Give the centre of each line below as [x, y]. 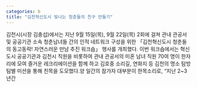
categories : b [24, 11]
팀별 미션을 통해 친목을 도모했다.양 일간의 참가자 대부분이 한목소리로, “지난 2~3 [97, 71]
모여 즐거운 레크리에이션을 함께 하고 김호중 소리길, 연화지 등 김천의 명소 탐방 [104, 63]
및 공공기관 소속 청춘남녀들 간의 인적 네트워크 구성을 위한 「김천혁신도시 [89, 41]
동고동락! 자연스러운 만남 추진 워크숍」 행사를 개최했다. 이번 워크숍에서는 [96, 49]
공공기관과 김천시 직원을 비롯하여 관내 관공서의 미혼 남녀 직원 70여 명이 [98, 56]
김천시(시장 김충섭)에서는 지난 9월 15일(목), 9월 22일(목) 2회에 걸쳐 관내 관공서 [96, 34]
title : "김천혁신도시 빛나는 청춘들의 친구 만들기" [60, 17]
